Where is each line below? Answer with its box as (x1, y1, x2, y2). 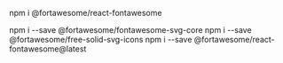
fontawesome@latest (9, 43, 87, 54)
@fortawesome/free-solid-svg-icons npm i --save (9, 35, 193, 44)
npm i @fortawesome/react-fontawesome (9, 8, 162, 18)
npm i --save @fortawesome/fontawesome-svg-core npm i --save (9, 25, 252, 35)
